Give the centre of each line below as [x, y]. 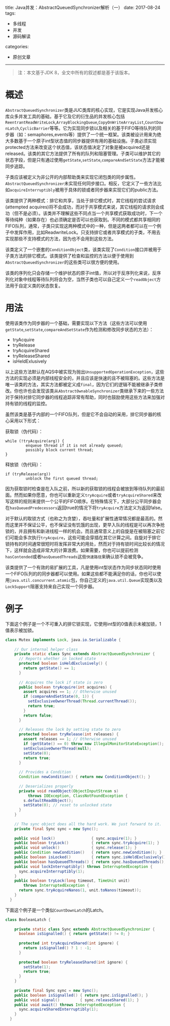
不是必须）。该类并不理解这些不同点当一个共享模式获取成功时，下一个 [91, 213]
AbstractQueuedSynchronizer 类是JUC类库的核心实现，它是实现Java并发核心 [84, 110]
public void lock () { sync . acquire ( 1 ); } [76, 838]
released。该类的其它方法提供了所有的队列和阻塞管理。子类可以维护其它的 [83, 153]
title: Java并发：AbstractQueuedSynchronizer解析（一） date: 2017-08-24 [83, 7]
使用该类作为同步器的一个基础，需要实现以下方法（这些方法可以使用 [76, 323]
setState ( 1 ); [37, 967]
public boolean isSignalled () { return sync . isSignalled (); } [81, 995]
